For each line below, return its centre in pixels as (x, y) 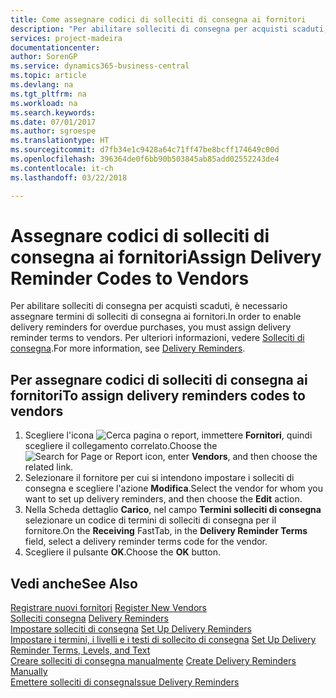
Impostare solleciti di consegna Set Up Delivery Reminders (131, 629)
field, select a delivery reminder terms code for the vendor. (146, 542)
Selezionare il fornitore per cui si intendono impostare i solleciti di (159, 478)
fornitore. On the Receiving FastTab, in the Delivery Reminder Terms (166, 531)
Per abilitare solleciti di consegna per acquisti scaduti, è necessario (149, 306)
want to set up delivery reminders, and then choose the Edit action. (163, 499)
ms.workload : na (44, 103)
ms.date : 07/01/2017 (53, 122)
